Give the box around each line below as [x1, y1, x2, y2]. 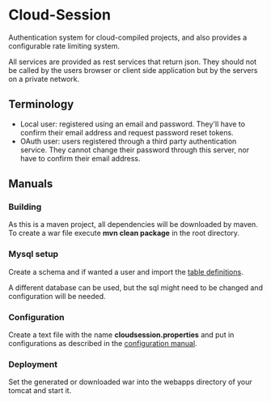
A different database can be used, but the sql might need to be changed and [8, 282, 263, 293]
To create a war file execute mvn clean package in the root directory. [8, 229, 240, 238]
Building [8, 201, 42, 212]
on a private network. [8, 74, 79, 83]
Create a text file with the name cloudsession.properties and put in [8, 330, 235, 340]
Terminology [8, 97, 74, 111]
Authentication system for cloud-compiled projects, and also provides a [8, 32, 248, 42]
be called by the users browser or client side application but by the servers [8, 65, 258, 75]
